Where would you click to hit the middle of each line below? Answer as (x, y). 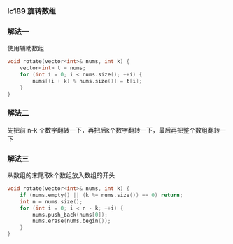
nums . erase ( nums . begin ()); (72, 221)
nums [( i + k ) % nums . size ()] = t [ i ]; (87, 81)
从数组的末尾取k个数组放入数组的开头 (61, 175)
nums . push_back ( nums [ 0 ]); (70, 215)
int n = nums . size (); (51, 201)
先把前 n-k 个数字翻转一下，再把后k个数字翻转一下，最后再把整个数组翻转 (114, 130)
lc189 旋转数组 (32, 11)
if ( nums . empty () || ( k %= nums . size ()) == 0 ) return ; (101, 195)
